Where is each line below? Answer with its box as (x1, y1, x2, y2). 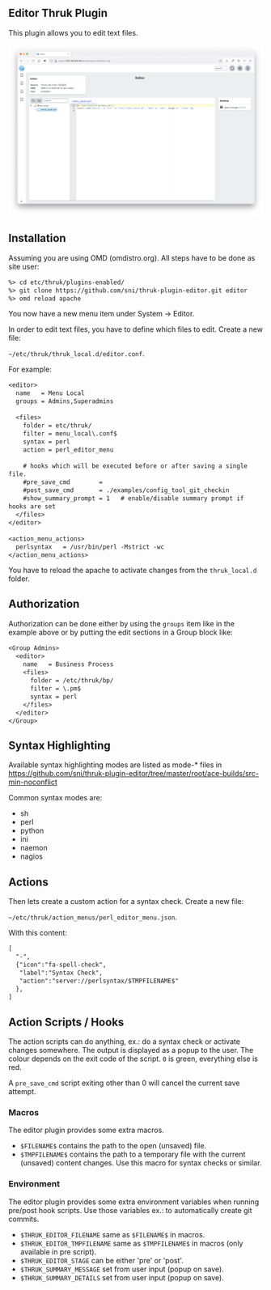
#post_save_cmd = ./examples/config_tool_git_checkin (23, 486, 230, 494)
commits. (8, 1214, 40, 1224)
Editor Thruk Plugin (8, 6, 108, 20)
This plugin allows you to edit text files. (8, 28, 138, 37)
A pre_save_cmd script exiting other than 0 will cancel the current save (8, 1078, 240, 1088)
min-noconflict (8, 777, 58, 787)
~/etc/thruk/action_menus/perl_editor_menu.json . (8, 912, 178, 922)
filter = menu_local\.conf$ (23, 429, 117, 438)
